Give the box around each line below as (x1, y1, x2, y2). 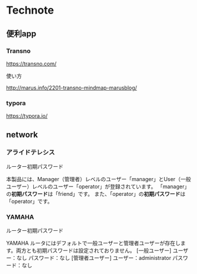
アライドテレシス (6, 149, 55, 157)
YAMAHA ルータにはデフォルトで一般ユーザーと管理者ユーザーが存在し (6, 240, 181, 247)
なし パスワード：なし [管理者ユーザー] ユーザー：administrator (16, 254, 171, 262)
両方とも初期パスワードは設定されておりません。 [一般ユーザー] (15, 247, 172, 254)
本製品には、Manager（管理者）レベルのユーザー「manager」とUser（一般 (6, 175, 191, 182)
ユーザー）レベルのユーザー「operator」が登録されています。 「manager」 (6, 183, 190, 190)
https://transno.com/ (6, 60, 57, 67)
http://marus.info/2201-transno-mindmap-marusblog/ (6, 84, 138, 91)
